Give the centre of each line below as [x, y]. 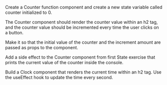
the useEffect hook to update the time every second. [59, 77]
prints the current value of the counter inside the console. [64, 62]
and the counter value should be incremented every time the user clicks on [82, 27]
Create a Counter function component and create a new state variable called [84, 7]
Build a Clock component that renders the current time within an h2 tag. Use [83, 72]
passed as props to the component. [42, 47]
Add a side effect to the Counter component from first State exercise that [80, 57]
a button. [14, 33]
